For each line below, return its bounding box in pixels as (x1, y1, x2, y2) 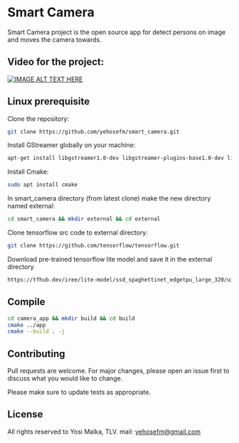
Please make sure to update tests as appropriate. (7, 388, 152, 397)
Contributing (7, 348, 65, 360)
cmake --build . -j (7, 328, 65, 335)
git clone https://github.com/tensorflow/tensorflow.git (7, 242, 180, 250)
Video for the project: (7, 56, 105, 68)
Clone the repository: (7, 114, 70, 123)
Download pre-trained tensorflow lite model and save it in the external (7, 255, 213, 263)
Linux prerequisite (7, 95, 90, 107)
